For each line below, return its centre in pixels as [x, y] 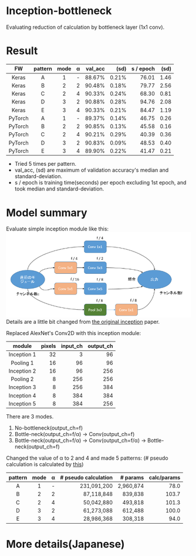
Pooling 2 [22, 379]
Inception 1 [22, 354]
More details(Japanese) [65, 544]
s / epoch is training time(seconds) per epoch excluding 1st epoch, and [100, 183]
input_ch [72, 346]
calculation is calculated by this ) [45, 464]
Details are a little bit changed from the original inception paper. [83, 321]
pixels [48, 346]
